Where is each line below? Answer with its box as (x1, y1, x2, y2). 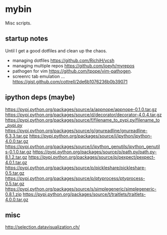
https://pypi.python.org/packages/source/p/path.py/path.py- (32, 149, 157, 155)
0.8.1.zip (5, 191, 22, 197)
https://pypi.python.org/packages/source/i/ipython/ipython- (29, 133, 153, 139)
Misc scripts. (5, 20, 31, 26)
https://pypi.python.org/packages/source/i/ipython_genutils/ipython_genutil (5, 143, 160, 149)
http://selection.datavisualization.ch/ (5, 224, 80, 230)
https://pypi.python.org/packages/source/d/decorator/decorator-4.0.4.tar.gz (5, 111, 162, 118)
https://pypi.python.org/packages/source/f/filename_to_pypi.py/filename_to (5, 117, 160, 123)
